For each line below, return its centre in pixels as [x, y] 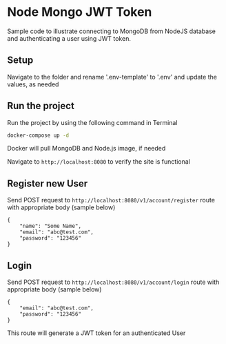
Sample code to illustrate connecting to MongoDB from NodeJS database [111, 31]
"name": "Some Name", [50, 226]
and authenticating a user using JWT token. [69, 38]
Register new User [48, 183]
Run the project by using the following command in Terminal [92, 122]
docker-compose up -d [38, 135]
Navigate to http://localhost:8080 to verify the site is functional [99, 162]
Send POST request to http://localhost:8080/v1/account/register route [111, 200]
